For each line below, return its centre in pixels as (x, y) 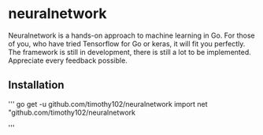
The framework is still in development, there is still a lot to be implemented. (130, 52)
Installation (36, 85)
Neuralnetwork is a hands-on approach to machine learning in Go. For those (131, 35)
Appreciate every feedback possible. (68, 60)
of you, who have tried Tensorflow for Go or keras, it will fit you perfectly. (127, 43)
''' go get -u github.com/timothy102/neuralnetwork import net (108, 104)
